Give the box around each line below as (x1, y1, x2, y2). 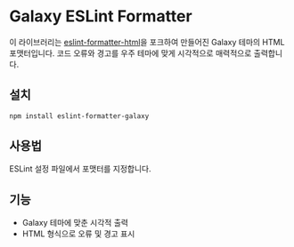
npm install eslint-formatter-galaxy (9, 111, 150, 121)
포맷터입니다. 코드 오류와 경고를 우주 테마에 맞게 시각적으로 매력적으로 (9, 47, 252, 59)
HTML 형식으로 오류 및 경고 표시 (21, 228, 135, 239)
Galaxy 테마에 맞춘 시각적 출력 (21, 218, 129, 228)
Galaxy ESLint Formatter (9, 6, 193, 27)
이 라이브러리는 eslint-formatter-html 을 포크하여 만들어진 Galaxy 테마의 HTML (9, 36, 285, 47)
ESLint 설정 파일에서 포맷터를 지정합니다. (9, 163, 151, 174)
